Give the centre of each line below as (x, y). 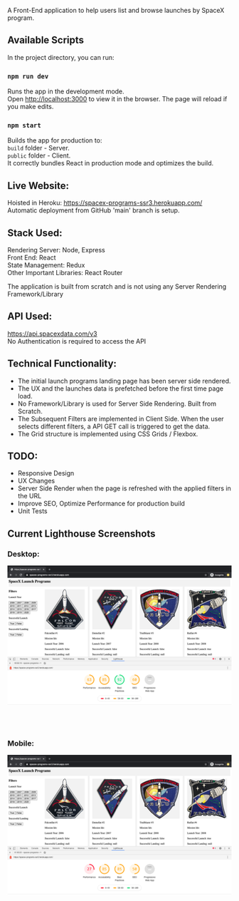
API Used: (30, 316)
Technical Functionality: (62, 364)
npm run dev (28, 76)
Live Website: (38, 186)
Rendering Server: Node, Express (56, 250)
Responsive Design (46, 473)
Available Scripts (46, 40)
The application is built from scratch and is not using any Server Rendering (117, 287)
